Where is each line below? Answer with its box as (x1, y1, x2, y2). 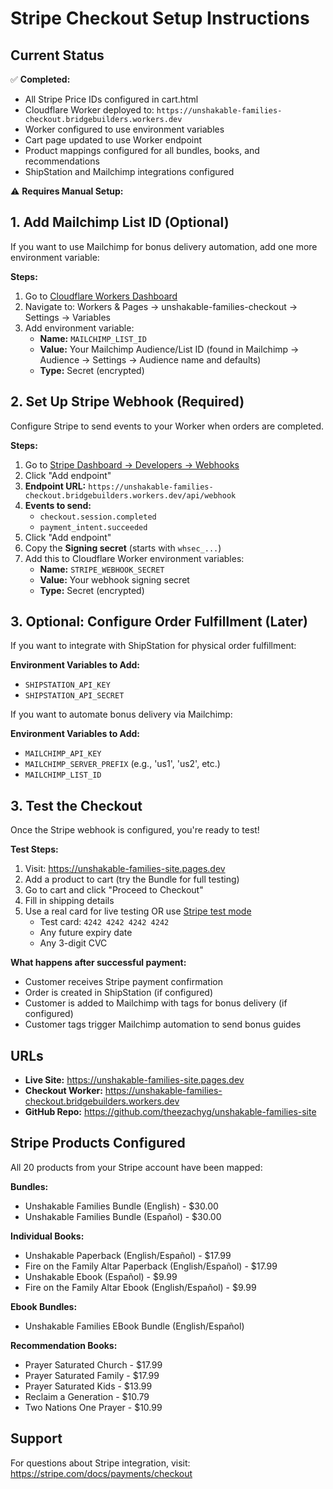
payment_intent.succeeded (39, 522, 148, 532)
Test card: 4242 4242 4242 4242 (39, 916, 170, 928)
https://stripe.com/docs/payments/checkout (10, 1467, 193, 1479)
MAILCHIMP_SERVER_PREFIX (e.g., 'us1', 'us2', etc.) (24, 758, 221, 770)
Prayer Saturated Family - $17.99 (24, 1369, 160, 1381)
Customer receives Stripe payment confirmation (24, 976, 223, 988)
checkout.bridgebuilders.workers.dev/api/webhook (24, 490, 237, 501)
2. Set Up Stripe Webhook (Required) (10, 393, 245, 411)
